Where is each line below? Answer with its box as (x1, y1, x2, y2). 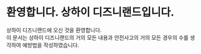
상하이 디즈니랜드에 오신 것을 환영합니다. (6, 26, 102, 34)
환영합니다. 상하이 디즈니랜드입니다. (6, 5, 174, 19)
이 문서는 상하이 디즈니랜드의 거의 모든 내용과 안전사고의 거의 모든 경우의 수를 (6, 34, 189, 41)
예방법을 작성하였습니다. (22, 41, 80, 49)
